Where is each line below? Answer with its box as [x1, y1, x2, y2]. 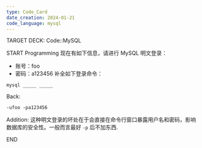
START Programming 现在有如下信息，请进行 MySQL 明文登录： [6, 49, 168, 57]
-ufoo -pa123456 [6, 105, 48, 111]
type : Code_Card [6, 9, 48, 15]
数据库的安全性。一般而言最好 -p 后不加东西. [6, 124, 118, 131]
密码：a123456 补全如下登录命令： [15, 70, 103, 77]
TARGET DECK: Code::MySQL [6, 37, 82, 44]
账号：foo [15, 62, 40, 70]
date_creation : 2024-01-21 [6, 15, 75, 21]
